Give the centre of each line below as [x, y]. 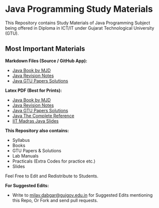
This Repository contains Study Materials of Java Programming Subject [78, 23]
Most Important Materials [45, 49]
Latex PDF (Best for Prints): [34, 90]
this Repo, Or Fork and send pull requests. [55, 200]
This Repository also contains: [37, 130]
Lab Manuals [25, 156]
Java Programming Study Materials [79, 9]
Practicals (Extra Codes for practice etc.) [54, 161]
